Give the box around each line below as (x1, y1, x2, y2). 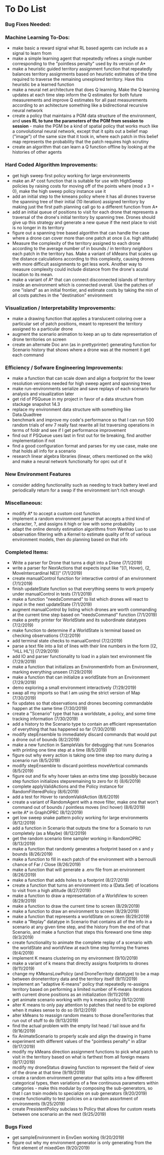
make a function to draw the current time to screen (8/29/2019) (12, 903, 141, 909)
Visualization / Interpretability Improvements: (5, 305, 116, 311)
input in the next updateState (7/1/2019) (12, 601, 92, 608)
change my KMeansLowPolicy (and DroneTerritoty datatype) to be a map (12, 971, 160, 977)
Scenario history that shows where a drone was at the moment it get (12, 347, 150, 353)
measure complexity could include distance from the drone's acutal (12, 266, 148, 272)
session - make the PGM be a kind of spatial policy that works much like (12, 123, 159, 129)
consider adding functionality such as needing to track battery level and (12, 482, 158, 488)
